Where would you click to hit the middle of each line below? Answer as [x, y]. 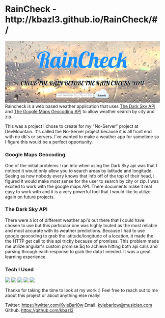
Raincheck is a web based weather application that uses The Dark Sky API [80, 106]
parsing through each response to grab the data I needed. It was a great [78, 251]
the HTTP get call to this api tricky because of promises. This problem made [82, 241]
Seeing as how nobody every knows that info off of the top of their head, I [80, 176]
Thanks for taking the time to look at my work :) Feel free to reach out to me [82, 290]
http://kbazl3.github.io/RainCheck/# [82, 19]
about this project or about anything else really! [53, 295]
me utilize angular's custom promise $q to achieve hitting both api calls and [82, 246]
